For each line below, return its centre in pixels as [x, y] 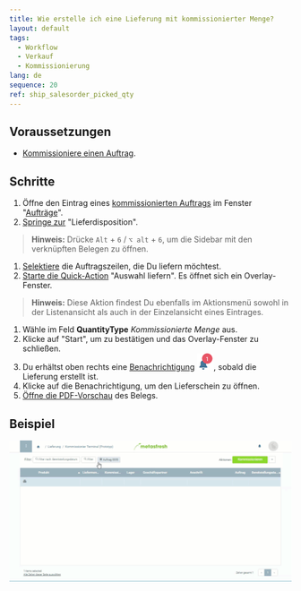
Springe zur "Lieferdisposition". [80, 222]
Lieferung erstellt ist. [60, 377]
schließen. [41, 348]
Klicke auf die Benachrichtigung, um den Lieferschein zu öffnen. [141, 386]
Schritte [32, 181]
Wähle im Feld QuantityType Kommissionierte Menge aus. [130, 330]
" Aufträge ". [43, 213]
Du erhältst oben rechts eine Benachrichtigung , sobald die [139, 367]
